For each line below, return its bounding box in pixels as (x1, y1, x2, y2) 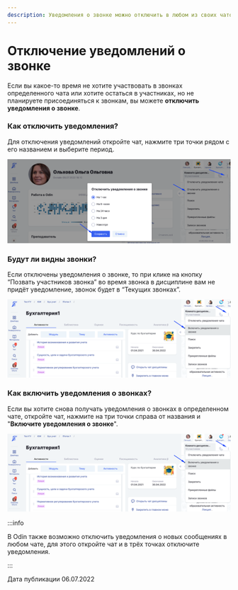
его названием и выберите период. (7, 145, 115, 154)
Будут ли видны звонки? (7, 254, 97, 264)
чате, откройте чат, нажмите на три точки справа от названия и (7, 412, 200, 420)
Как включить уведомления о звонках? (7, 388, 152, 398)
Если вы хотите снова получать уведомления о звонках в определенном (7, 404, 229, 413)
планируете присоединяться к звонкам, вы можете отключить (7, 96, 200, 105)
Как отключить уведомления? (7, 121, 118, 131)
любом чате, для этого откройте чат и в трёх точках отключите (7, 540, 200, 548)
